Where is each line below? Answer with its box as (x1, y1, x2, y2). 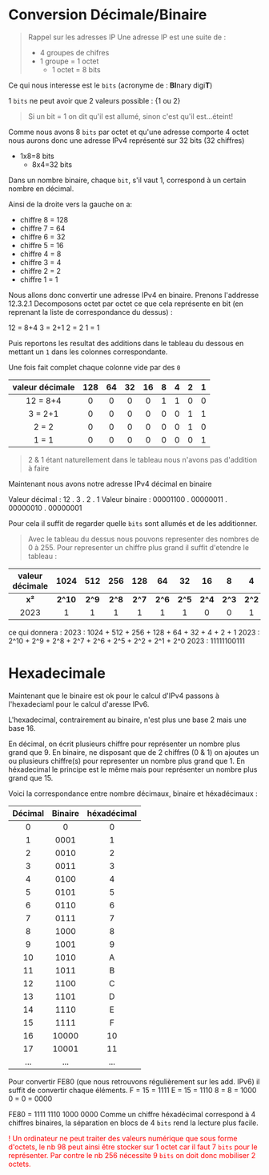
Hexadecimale (8, 664, 106, 683)
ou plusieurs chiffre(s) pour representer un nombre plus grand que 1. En (8, 756, 246, 765)
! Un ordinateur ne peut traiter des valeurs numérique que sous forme (8, 1133, 238, 1143)
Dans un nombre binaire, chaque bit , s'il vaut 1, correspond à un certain (8, 175, 247, 185)
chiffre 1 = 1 (19, 275, 58, 284)
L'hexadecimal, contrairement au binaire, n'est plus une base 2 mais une (8, 715, 247, 724)
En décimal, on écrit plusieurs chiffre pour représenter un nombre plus (8, 739, 240, 749)
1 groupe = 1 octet (39, 56, 99, 66)
